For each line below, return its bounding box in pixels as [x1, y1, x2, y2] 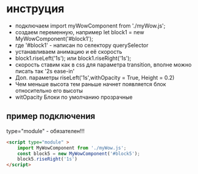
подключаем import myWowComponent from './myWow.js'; [15, 22, 166, 29]
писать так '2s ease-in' [15, 67, 75, 74]
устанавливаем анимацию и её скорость [15, 48, 122, 55]
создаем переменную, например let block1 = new [15, 28, 144, 35]
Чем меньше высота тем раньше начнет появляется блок [15, 80, 166, 87]
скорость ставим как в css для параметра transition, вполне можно [15, 60, 192, 68]
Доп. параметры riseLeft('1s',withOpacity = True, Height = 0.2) [15, 74, 175, 81]
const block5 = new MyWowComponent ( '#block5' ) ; [17, 150, 140, 157]
